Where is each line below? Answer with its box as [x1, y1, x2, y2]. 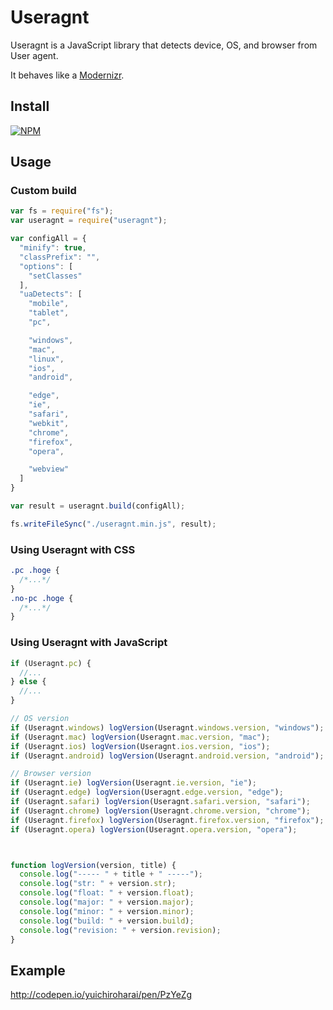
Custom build [10, 184, 77, 198]
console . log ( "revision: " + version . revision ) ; [19, 925, 222, 935]
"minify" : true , [19, 243, 87, 253]
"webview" [28, 464, 70, 475]
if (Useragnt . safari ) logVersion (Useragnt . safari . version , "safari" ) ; [10, 797, 311, 807]
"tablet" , [28, 308, 70, 318]
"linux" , [28, 354, 65, 364]
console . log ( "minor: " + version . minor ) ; [19, 906, 195, 916]
